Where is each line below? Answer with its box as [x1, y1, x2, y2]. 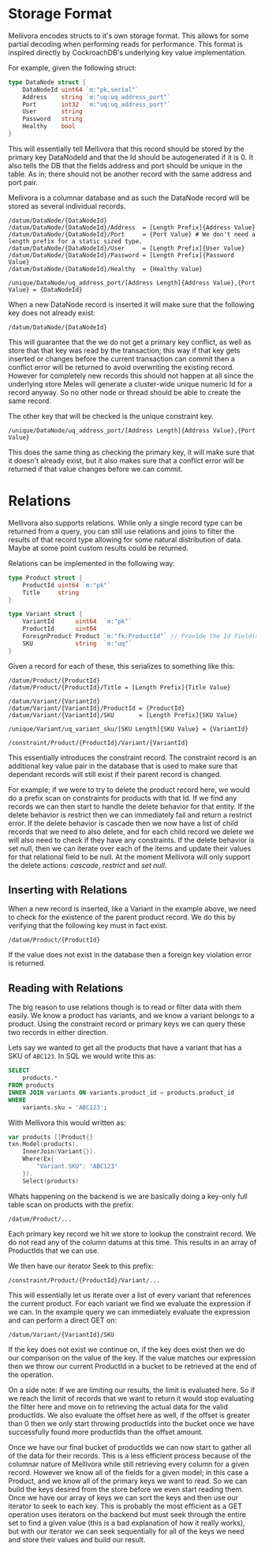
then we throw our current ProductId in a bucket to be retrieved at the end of [8, 1361, 258, 1371]
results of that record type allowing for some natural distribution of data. [8, 534, 243, 544]
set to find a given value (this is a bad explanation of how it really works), [8, 1518, 246, 1527]
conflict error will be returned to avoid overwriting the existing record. [8, 362, 235, 372]
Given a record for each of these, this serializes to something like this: [8, 661, 235, 670]
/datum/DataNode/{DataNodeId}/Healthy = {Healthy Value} [8, 265, 203, 273]
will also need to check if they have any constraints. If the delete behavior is [8, 835, 255, 844]
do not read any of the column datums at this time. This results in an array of [8, 1237, 257, 1247]
